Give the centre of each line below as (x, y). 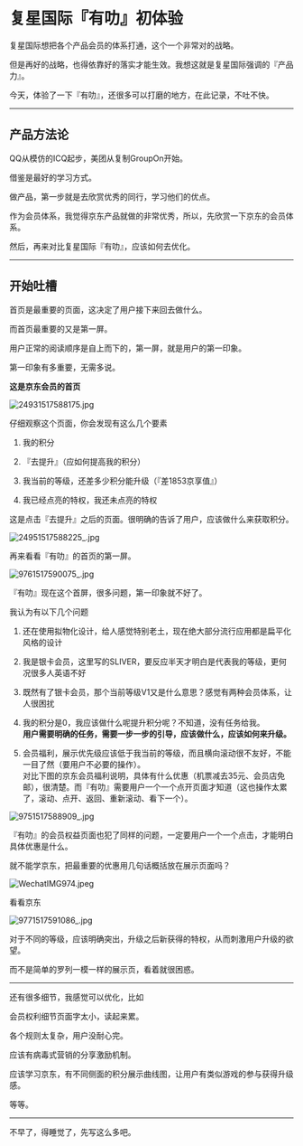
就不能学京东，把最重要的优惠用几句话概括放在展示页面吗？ (120, 865)
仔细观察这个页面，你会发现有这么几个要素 (88, 423)
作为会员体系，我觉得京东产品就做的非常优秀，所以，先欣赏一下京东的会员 (147, 216)
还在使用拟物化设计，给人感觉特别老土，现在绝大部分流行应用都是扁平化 (156, 631)
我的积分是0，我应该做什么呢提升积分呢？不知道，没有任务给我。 (143, 722)
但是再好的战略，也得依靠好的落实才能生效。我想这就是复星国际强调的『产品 (151, 64)
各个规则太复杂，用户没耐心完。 (69, 1035)
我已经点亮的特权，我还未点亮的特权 (90, 500)
